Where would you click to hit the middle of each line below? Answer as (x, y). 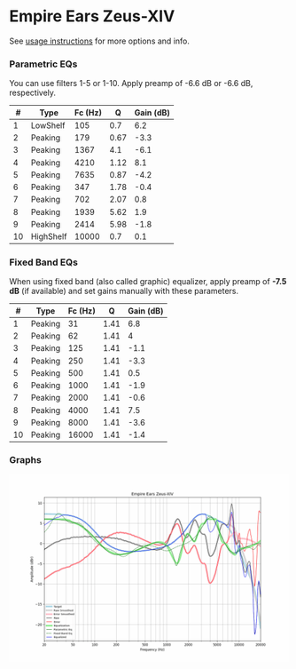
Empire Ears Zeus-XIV (92, 16)
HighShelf (49, 236)
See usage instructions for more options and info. (100, 41)
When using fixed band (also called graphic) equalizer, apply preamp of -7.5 (148, 282)
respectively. (32, 93)
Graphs (25, 460)
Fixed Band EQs (43, 262)
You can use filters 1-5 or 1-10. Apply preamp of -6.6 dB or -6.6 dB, (131, 84)
